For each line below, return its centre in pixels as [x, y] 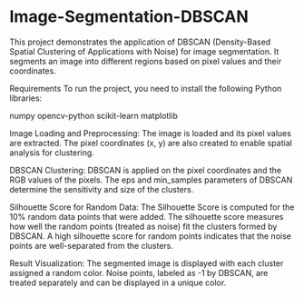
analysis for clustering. [52, 153]
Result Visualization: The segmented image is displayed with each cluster [147, 263]
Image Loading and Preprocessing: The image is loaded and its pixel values [151, 133]
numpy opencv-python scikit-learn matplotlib [94, 115]
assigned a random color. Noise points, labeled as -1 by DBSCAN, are [139, 272]
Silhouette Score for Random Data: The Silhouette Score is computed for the [152, 207]
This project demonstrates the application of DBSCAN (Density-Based [140, 42]
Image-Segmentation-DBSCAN [129, 17]
